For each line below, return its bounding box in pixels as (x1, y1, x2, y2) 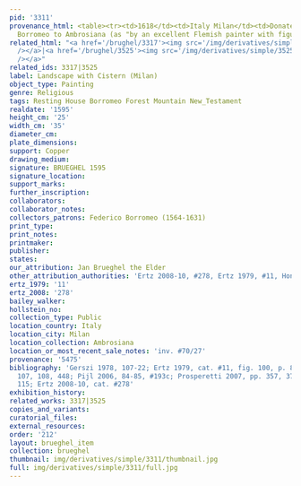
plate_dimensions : (9, 138, 78, 147)
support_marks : (9, 180, 66, 189)
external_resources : (9, 421, 87, 430)
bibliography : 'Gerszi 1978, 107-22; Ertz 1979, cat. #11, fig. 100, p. (9, 363, 287, 372)
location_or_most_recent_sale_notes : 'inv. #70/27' (9, 346, 206, 355)
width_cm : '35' (9, 122, 66, 131)
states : (9, 255, 39, 265)
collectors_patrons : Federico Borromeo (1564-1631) (9, 213, 206, 222)
